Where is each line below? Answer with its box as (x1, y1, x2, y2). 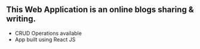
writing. (6, 14, 36, 24)
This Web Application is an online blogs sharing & (6, 5, 194, 15)
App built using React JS (14, 35, 76, 43)
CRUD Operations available (14, 30, 82, 37)
